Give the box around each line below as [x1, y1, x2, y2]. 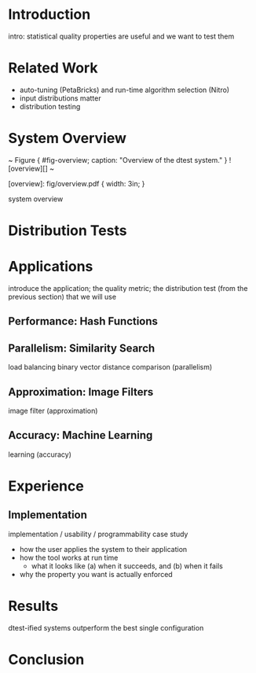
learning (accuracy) [8, 450, 72, 459]
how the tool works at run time [19, 553, 119, 562]
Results [8, 597, 59, 615]
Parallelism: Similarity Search [8, 341, 155, 355]
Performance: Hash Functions [8, 314, 159, 328]
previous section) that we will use [8, 292, 116, 301]
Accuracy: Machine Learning [8, 428, 153, 442]
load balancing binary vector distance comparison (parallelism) [8, 362, 213, 372]
